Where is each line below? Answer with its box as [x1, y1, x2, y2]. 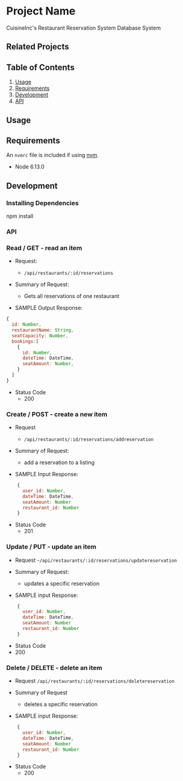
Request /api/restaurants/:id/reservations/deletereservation [14, 677, 175, 684]
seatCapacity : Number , [11, 333, 69, 339]
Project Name [6, 4, 76, 18]
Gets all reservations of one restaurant [23, 293, 120, 300]
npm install [6, 212, 34, 220]
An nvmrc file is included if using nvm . [6, 151, 99, 159]
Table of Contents [6, 62, 75, 72]
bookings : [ [11, 338, 39, 345]
